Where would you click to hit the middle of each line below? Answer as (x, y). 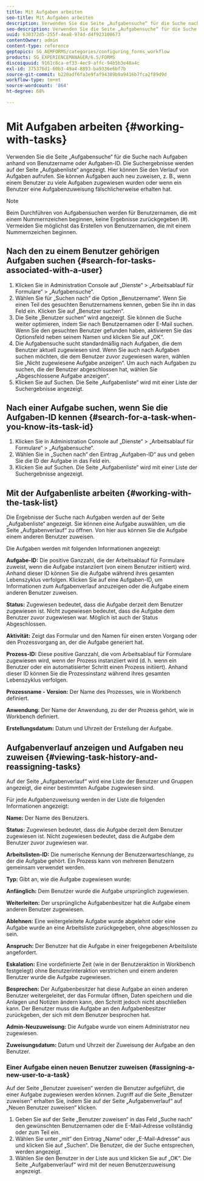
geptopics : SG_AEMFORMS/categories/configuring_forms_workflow (88, 52)
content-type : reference (38, 46)
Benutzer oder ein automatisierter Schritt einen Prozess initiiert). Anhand (97, 667)
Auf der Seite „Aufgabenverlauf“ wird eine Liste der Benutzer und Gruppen (100, 782)
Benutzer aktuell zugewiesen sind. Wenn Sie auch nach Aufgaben (97, 350)
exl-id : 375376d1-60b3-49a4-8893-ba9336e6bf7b (66, 69)
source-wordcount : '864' (38, 86)
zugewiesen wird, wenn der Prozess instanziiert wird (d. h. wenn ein (92, 661)
